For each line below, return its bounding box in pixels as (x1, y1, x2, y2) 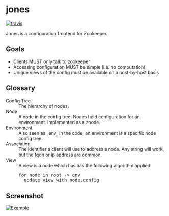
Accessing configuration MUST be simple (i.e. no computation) (13, 64, 146, 70)
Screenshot (6, 192, 44, 200)
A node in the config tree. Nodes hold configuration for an (18, 113, 140, 120)
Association (6, 141, 31, 147)
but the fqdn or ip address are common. (18, 151, 102, 158)
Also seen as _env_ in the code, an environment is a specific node (18, 130, 156, 136)
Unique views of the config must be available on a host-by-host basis (13, 69, 159, 75)
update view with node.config (23, 177, 99, 183)
